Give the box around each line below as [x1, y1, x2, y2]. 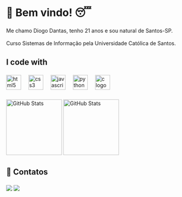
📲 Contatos [6, 167, 49, 177]
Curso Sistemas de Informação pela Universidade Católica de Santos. [6, 40, 176, 47]
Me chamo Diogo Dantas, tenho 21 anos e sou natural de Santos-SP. [6, 27, 173, 34]
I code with [6, 57, 48, 67]
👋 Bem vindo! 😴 [6, 6, 92, 20]
